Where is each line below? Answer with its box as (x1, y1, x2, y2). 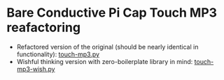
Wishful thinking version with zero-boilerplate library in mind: (16, 57, 193, 65)
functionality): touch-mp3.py (16, 50, 99, 58)
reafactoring (6, 19, 81, 35)
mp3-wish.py (16, 65, 55, 73)
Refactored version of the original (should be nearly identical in (16, 42, 199, 51)
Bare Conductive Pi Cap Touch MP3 (6, 5, 218, 21)
